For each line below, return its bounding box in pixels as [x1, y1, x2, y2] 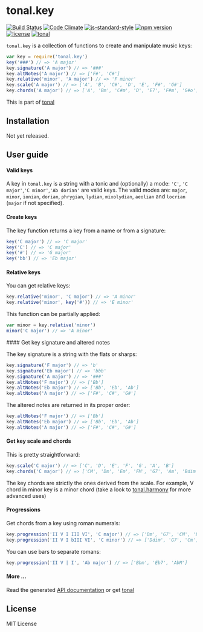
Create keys [6, 213, 37, 221]
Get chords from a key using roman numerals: [6, 519, 120, 526]
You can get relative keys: [6, 282, 71, 289]
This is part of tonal [6, 98, 55, 106]
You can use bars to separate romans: [6, 548, 101, 555]
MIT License [6, 620, 37, 627]
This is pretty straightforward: [6, 451, 80, 458]
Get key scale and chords [6, 437, 71, 445]
